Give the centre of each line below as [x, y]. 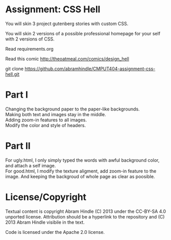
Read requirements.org [29, 49]
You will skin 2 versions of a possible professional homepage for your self [83, 33]
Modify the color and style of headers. [46, 125]
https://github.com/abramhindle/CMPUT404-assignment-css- [90, 69]
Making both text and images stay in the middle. [56, 114]
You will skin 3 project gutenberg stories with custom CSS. [67, 24]
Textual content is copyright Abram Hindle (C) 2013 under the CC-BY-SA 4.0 [86, 211]
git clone [15, 69]
